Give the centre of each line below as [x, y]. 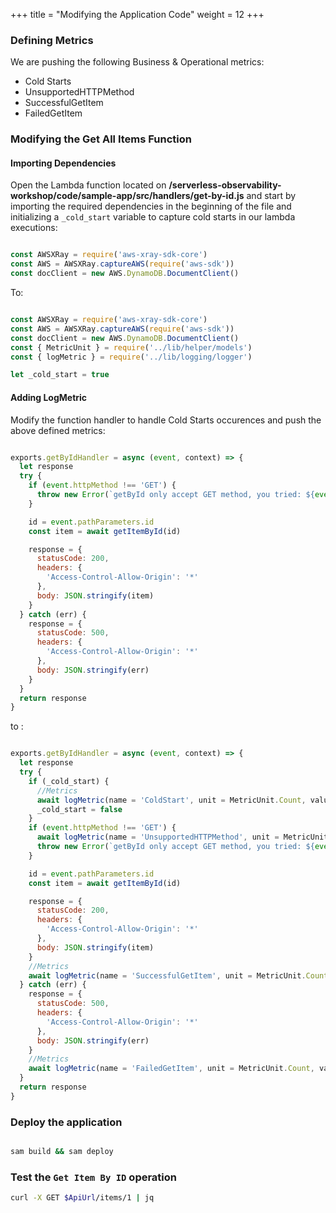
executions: [34, 228]
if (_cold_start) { [69, 781]
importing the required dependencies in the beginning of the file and [151, 206]
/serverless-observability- [225, 185]
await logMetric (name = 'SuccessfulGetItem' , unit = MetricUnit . [167, 975]
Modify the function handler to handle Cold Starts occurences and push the [166, 420]
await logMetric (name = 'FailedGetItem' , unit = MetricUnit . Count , [171, 1069]
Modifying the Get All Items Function [101, 139]
